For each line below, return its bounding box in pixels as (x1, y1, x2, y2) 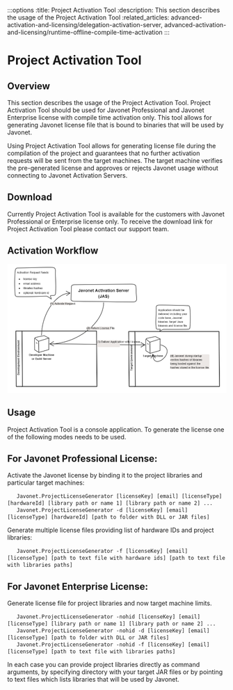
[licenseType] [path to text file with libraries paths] (7, 648, 176, 655)
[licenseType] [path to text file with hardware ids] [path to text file (7, 555, 226, 562)
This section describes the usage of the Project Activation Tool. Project (7, 99, 211, 107)
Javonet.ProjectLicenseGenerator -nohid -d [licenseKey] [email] (16, 627, 210, 634)
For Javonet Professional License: (7, 453, 158, 465)
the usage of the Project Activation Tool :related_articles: (7, 13, 170, 22)
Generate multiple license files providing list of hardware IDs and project (7, 526, 214, 535)
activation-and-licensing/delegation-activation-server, (7, 21, 163, 29)
